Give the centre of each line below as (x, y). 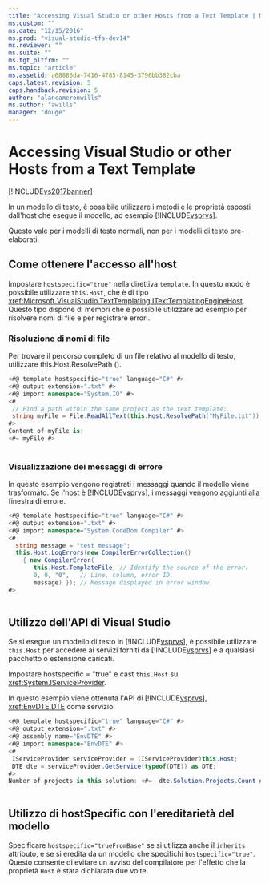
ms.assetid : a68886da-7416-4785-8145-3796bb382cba (94, 75)
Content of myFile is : (46, 431)
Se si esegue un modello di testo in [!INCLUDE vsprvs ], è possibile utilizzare (133, 642)
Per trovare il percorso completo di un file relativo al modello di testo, (122, 356)
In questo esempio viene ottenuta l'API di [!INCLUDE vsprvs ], (108, 698)
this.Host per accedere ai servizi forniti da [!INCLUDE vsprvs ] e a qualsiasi (131, 650)
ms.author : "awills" (43, 105)
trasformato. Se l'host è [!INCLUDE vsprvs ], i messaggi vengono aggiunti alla (134, 492)
